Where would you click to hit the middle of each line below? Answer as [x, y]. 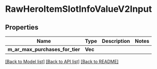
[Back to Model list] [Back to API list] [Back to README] [62, 62]
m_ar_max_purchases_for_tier [44, 49]
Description [116, 41]
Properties [22, 27]
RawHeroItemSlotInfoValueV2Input [78, 9]
